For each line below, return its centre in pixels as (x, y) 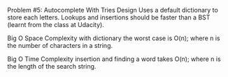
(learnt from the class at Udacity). (56, 25)
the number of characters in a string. (60, 45)
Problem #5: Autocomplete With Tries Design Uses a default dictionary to (113, 10)
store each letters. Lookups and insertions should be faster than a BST (109, 17)
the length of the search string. (52, 66)
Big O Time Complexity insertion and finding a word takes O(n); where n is (114, 59)
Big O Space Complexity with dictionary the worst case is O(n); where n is (114, 38)
